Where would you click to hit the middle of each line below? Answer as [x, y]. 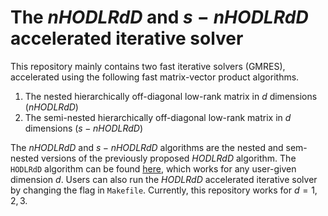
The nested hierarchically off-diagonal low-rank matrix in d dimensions [171, 96]
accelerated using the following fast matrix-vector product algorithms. [155, 77]
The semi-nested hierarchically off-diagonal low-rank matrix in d [158, 117]
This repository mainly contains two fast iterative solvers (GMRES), [148, 66]
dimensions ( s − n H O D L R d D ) [84, 128]
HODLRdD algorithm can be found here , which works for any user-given [153, 168]
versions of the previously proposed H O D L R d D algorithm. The [168, 158]
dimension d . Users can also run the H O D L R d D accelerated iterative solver [164, 179]
